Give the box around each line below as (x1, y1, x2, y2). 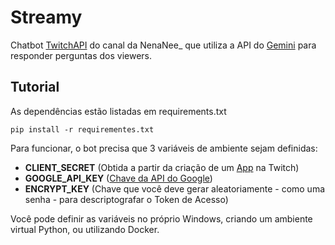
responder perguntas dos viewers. (10, 49, 153, 61)
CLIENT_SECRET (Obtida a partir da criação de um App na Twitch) (24, 161, 300, 173)
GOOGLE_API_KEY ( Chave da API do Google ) (24, 172, 213, 184)
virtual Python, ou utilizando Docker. (10, 223, 160, 235)
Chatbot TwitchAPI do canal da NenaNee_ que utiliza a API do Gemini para (10, 39, 317, 51)
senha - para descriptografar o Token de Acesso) (24, 193, 229, 205)
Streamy (10, 6, 83, 29)
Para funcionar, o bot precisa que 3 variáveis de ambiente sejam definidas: (10, 142, 318, 154)
